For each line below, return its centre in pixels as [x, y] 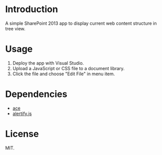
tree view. [15, 28]
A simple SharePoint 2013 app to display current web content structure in [81, 23]
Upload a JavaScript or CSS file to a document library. [68, 68]
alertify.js [22, 113]
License [22, 134]
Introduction [32, 9]
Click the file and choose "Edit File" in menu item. [64, 74]
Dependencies [36, 94]
